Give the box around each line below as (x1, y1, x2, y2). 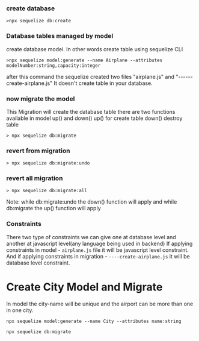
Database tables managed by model (6, 32, 114, 40)
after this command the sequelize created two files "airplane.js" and (6, 73, 175, 80)
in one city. (6, 306, 34, 314)
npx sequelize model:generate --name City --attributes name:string (6, 318, 182, 324)
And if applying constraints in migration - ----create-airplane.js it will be (6, 252, 191, 260)
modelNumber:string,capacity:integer (6, 62, 101, 69)
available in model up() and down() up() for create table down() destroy (6, 114, 183, 122)
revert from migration (6, 146, 70, 155)
